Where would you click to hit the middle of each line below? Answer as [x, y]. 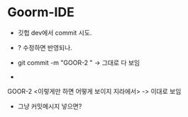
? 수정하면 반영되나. [45, 47]
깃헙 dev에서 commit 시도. [55, 32]
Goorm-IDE [41, 12]
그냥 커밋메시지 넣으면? [50, 106]
